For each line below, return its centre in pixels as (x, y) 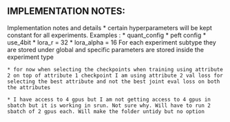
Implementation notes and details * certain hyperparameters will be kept (109, 27)
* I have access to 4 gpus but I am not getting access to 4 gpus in (109, 99)
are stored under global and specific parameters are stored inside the (106, 49)
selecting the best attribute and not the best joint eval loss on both (114, 82)
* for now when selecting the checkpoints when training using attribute (115, 69)
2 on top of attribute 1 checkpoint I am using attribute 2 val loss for (115, 75)
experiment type (30, 57)
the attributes (29, 87)
